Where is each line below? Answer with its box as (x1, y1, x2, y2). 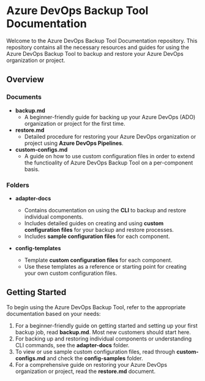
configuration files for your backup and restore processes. (24, 226, 174, 233)
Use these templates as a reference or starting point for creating (24, 263, 187, 270)
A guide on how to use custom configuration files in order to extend (24, 152, 195, 160)
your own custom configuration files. (24, 269, 117, 277)
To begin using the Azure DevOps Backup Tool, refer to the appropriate (6, 303, 186, 310)
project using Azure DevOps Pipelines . (24, 139, 124, 147)
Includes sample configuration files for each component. (24, 233, 170, 240)
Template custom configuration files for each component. (24, 256, 173, 264)
